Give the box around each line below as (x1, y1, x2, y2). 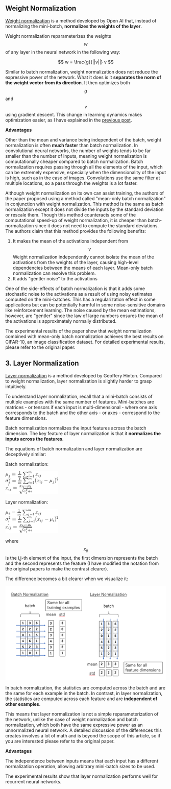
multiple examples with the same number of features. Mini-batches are (5, 398, 155, 405)
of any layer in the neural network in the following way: (5, 49, 121, 55)
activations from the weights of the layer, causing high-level (12, 259, 139, 265)
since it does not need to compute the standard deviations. (35, 222, 159, 229)
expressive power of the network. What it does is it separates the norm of (5, 74, 162, 80)
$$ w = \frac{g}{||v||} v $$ (58, 59, 114, 65)
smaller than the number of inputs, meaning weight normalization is (5, 153, 147, 159)
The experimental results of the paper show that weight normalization (5, 328, 152, 334)
